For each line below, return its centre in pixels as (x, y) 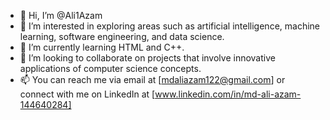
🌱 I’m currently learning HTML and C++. (102, 47)
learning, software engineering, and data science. (122, 36)
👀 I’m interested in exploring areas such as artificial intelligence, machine (169, 26)
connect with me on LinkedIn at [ (87, 94)
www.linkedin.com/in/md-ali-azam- (228, 94)
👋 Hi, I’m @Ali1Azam (61, 15)
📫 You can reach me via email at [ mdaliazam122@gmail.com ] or (152, 79)
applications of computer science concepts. (110, 68)
